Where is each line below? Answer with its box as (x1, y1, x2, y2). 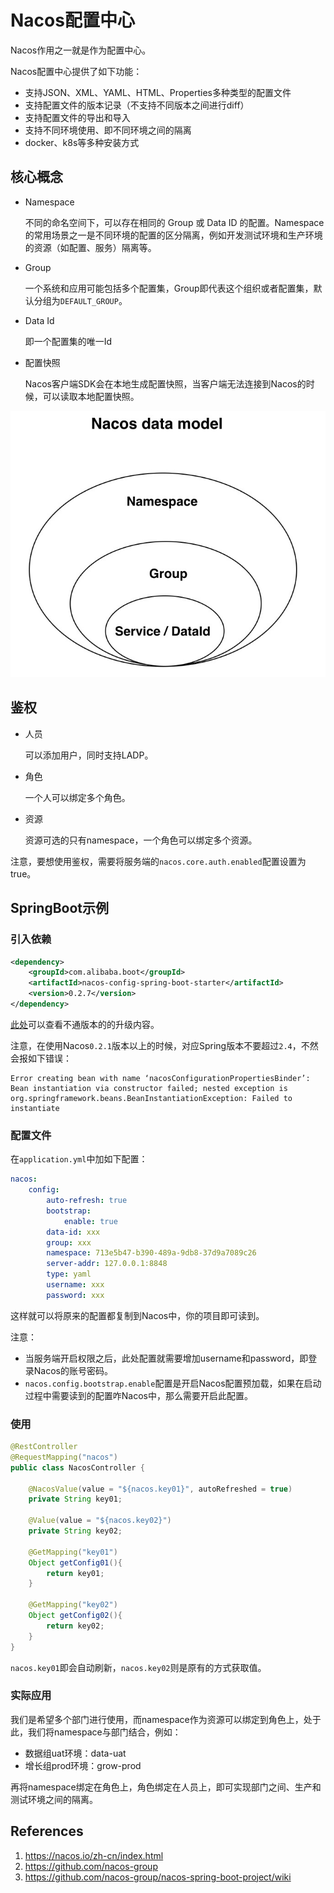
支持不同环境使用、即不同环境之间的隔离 (24, 124, 192, 136)
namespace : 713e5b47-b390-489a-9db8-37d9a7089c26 (46, 1248, 257, 1258)
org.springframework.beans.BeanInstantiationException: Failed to (10, 1093, 293, 1103)
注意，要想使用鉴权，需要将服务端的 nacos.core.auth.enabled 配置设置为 (10, 855, 307, 867)
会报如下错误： (10, 1052, 72, 1064)
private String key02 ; (28, 1526, 123, 1536)
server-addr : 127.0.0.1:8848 (46, 1259, 168, 1269)
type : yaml (46, 1269, 92, 1280)
